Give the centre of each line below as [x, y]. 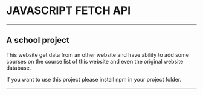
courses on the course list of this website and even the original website [95, 61]
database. [19, 68]
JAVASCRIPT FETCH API [69, 11]
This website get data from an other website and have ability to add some [98, 54]
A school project [38, 40]
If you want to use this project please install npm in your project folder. [94, 79]
